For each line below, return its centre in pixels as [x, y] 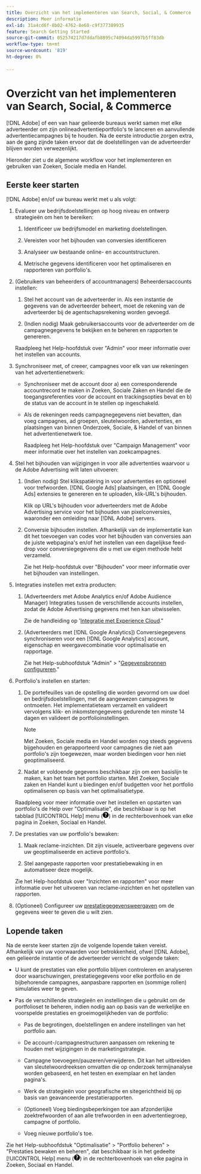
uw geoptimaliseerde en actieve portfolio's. [77, 852]
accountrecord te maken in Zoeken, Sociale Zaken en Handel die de [107, 390]
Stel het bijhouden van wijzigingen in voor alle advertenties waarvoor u [102, 463]
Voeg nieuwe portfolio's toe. [59, 1133]
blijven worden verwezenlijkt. [42, 148]
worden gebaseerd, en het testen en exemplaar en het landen [100, 1073]
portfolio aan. [40, 1031]
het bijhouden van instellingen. [62, 573]
